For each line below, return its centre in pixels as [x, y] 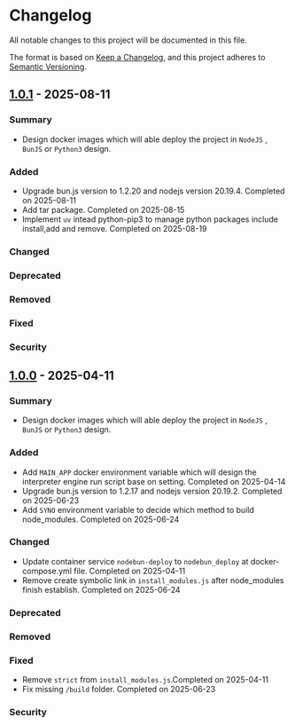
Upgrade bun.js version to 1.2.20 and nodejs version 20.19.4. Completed [153, 191]
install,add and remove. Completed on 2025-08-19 [114, 228]
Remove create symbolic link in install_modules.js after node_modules [153, 580]
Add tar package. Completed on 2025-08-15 [103, 209]
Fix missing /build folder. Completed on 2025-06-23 [119, 689]
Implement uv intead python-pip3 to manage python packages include [150, 219]
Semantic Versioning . [48, 67]
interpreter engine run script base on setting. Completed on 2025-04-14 [154, 481]
